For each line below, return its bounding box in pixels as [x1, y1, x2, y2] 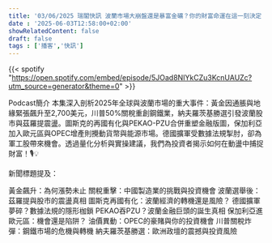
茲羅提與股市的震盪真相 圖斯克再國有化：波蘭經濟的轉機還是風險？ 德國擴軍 [8, 196, 261, 206]
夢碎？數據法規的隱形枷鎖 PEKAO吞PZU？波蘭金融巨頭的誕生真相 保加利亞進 [8, 206, 263, 215]
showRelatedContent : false [8, 27, 100, 35]
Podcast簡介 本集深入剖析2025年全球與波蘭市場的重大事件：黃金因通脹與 [8, 98, 253, 108]
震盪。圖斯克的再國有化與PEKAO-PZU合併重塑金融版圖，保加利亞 [43, 118, 263, 128]
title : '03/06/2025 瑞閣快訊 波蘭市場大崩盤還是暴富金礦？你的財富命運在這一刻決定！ [8, 11, 268, 20]
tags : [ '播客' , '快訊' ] [8, 42, 83, 50]
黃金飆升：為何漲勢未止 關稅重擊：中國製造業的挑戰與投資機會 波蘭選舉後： [8, 185, 261, 195]
